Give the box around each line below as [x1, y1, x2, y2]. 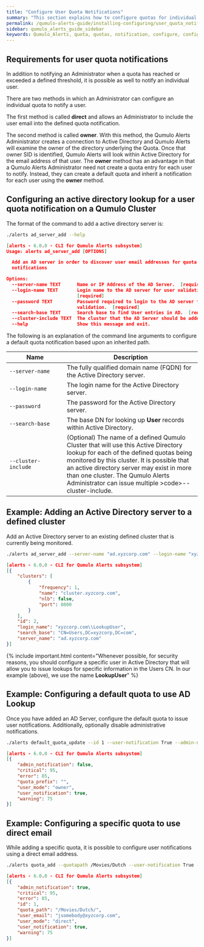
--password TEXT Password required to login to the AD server [12, 299, 194, 305]
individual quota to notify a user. [6, 101, 87, 108]
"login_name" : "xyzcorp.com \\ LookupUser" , [17, 624, 126, 630]
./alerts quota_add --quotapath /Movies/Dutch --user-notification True [6, 862, 194, 869]
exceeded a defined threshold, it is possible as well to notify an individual [6, 77, 189, 84]
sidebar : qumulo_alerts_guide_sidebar [6, 26, 104, 32]
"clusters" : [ [17, 573, 53, 580]
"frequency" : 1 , [38, 585, 80, 591]
